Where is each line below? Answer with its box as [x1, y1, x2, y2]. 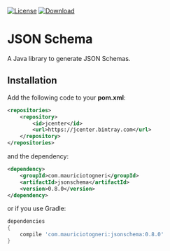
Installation [7, 74, 57, 87]
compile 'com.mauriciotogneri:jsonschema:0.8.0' [20, 231, 164, 238]
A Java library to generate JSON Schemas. [7, 54, 131, 62]
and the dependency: [7, 152, 69, 161]
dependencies [7, 218, 45, 225]
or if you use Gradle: [7, 204, 66, 213]
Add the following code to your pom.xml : [7, 93, 126, 102]
